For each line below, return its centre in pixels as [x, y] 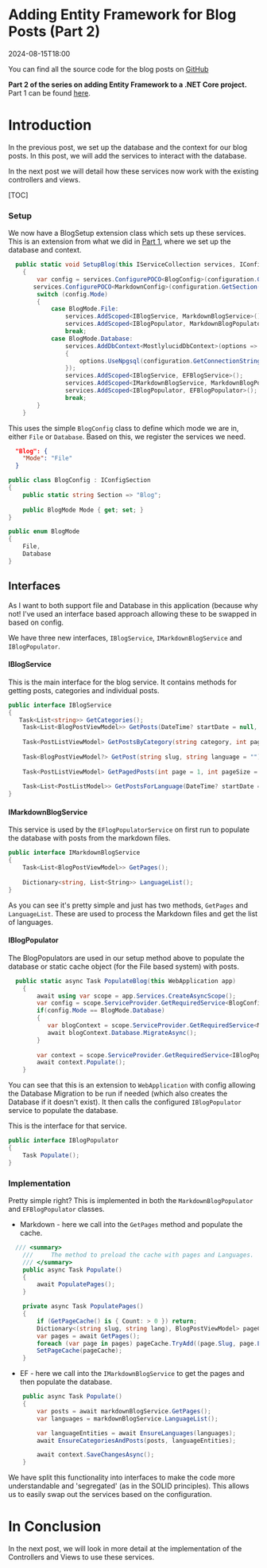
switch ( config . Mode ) [73, 294]
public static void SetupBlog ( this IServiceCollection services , [126, 265]
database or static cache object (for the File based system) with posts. [124, 966]
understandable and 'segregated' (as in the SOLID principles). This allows [129, 1486]
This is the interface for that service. [68, 1126]
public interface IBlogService [60, 705]
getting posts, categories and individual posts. [84, 690]
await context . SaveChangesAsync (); [96, 1455]
